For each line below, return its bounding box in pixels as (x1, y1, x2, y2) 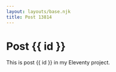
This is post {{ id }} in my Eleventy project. (6, 59, 111, 66)
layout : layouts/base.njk (6, 8, 71, 15)
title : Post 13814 (6, 14, 52, 20)
